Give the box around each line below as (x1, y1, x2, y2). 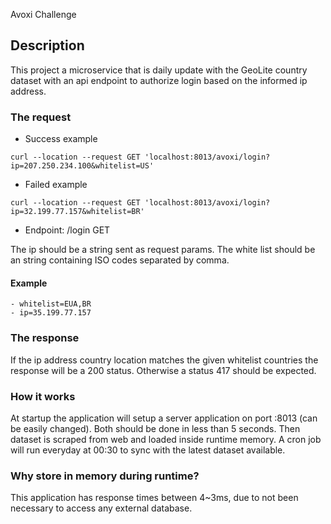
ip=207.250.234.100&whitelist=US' (10, 161, 155, 171)
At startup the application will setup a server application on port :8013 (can (10, 412, 318, 424)
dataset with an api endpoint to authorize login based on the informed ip (10, 74, 308, 86)
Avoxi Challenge (10, 9, 77, 20)
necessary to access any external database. (10, 502, 193, 514)
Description (10, 37, 85, 54)
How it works (10, 389, 76, 403)
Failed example (24, 179, 88, 191)
